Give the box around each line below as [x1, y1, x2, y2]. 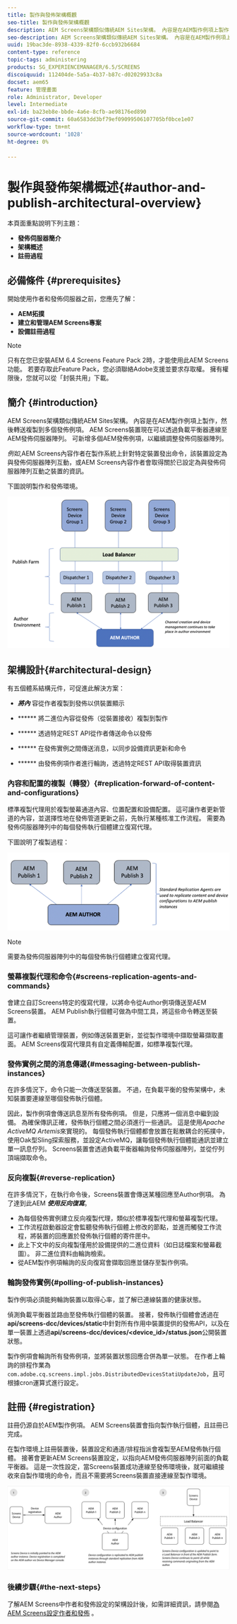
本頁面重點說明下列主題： [7, 219, 82, 228]
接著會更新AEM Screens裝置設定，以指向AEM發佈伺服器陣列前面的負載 [20, 1454, 229, 1462]
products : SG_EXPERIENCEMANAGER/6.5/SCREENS [7, 64, 140, 71]
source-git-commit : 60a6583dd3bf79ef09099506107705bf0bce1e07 [7, 116, 194, 123]
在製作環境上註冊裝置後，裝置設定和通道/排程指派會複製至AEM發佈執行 [7, 1445, 215, 1454]
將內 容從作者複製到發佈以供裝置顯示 [17, 699, 125, 707]
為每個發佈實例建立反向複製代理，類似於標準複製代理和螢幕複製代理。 [17, 1214, 222, 1223]
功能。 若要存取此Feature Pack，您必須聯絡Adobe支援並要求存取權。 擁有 [7, 365, 223, 373]
